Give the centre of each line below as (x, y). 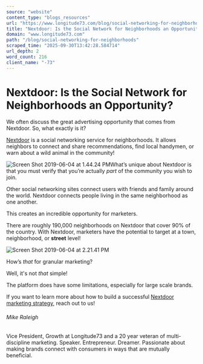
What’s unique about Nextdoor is (151, 164)
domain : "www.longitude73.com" (46, 34)
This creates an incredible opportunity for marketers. (72, 214)
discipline (18, 342)
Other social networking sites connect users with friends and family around (100, 189)
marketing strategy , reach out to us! (51, 304)
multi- (174, 336)
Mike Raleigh (22, 317)
